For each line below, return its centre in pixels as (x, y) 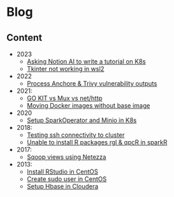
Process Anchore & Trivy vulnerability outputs (92, 83)
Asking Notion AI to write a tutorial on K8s (86, 62)
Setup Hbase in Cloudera (62, 186)
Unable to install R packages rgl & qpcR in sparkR (97, 142)
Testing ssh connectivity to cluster (76, 135)
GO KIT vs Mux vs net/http (65, 98)
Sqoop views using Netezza (66, 157)
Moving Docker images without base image (88, 105)
